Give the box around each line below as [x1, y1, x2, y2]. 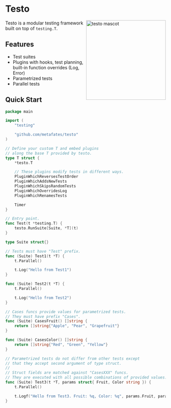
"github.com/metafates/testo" [14, 132, 79, 138]
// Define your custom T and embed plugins [5, 146, 99, 151]
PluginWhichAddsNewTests [14, 179, 67, 184]
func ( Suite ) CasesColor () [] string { [5, 337, 88, 343]
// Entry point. [5, 216, 40, 222]
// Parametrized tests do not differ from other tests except [5, 356, 140, 361]
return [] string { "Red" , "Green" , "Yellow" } [14, 342, 108, 347]
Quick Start [5, 95, 42, 104]
